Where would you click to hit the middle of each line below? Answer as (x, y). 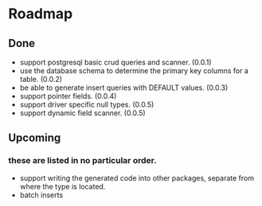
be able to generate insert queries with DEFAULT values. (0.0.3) (124, 87)
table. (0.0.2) (41, 79)
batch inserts (41, 195)
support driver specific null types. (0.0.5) (87, 105)
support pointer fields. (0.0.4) (68, 96)
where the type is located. (63, 186)
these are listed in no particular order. (82, 161)
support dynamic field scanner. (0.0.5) (82, 113)
